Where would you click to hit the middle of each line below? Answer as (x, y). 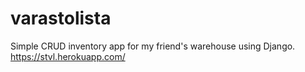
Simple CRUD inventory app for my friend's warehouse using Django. (153, 46)
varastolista (61, 18)
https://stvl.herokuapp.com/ (68, 56)
